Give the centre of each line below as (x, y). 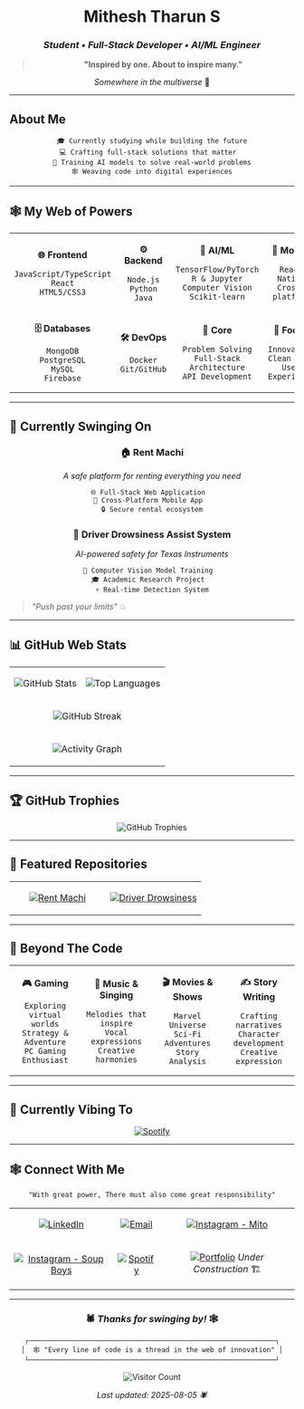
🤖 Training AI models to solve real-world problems (152, 163)
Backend (143, 261)
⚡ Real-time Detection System (152, 590)
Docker (144, 360)
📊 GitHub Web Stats (68, 645)
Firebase (62, 379)
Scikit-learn (218, 297)
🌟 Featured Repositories (78, 864)
